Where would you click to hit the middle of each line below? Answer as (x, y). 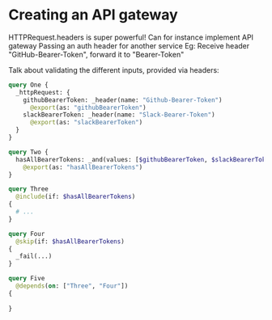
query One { (28, 85)
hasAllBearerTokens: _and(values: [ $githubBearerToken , (112, 159)
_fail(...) (34, 256)
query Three (28, 189)
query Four (27, 234)
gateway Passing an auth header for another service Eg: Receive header (129, 45)
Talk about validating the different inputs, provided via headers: (114, 69)
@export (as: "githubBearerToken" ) (88, 107)
